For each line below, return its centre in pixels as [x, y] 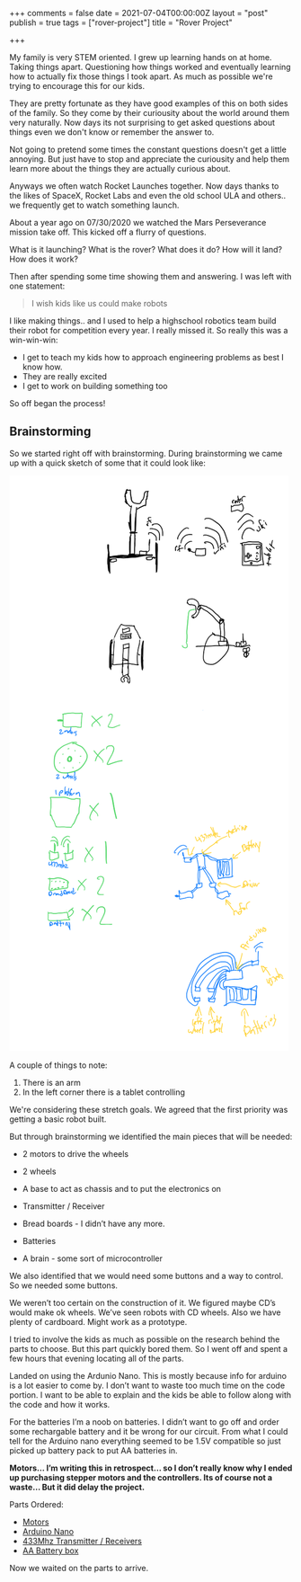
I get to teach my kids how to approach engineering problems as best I [153, 357]
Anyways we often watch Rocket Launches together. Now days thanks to [144, 186]
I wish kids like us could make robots [99, 303]
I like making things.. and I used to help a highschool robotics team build [143, 321]
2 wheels [39, 1171]
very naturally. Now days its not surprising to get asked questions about [142, 122]
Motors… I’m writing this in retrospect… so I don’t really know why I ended [151, 1468]
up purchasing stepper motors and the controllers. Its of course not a [141, 1477]
